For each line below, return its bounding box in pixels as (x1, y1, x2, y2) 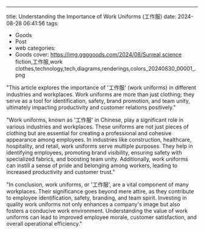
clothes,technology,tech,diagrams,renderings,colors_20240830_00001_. (15, 65, 197, 72)
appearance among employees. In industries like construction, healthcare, (6, 136, 192, 143)
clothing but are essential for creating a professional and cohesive (6, 130, 172, 137)
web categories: (15, 44, 56, 52)
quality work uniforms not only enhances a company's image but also (6, 201, 180, 207)
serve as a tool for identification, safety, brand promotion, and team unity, (6, 97, 190, 104)
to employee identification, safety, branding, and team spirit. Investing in (6, 194, 187, 201)
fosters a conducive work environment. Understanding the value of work (6, 207, 188, 214)
